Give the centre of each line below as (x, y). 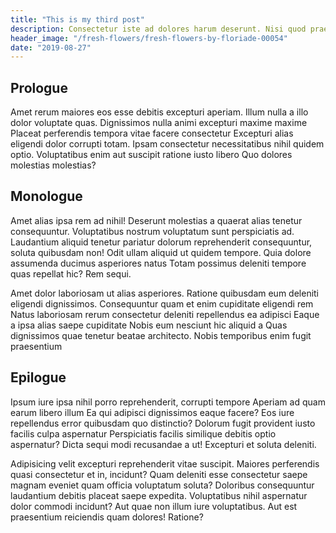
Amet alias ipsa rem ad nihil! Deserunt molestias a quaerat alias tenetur (156, 220)
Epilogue (38, 377)
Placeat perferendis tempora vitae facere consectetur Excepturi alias (152, 133)
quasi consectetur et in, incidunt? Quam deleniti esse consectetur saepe (159, 474)
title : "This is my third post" (77, 19)
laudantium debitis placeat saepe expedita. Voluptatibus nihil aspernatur (159, 495)
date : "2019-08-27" (51, 47)
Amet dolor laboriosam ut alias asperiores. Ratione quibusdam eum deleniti (165, 293)
